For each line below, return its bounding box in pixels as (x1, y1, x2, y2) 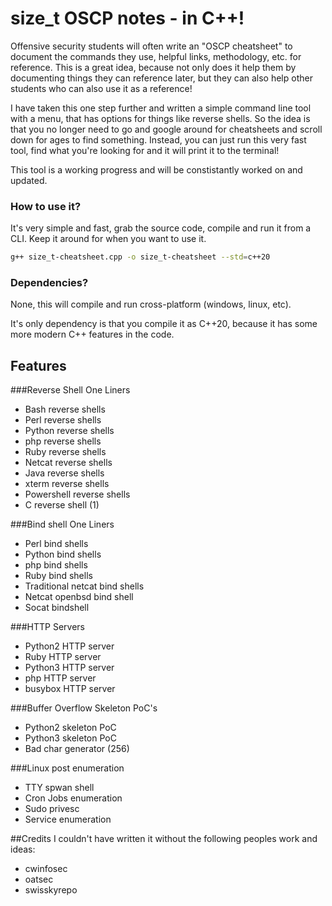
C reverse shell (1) (24, 499, 100, 511)
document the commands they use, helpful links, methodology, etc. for (10, 50, 302, 62)
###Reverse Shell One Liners (10, 384, 131, 396)
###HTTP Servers (10, 621, 86, 633)
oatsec (24, 873, 54, 886)
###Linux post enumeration (10, 762, 125, 774)
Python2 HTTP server (24, 640, 115, 652)
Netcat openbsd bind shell (24, 591, 134, 603)
